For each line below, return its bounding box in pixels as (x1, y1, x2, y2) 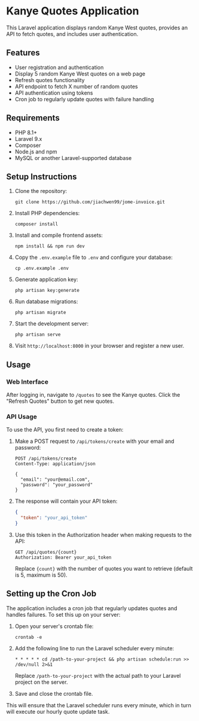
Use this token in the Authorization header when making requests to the (14, 531, 192, 538)
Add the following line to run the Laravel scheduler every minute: (14, 644, 174, 651)
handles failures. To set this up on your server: (6, 611, 121, 618)
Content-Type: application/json (14, 461, 96, 467)
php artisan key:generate (14, 288, 79, 294)
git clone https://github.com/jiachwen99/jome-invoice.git (14, 199, 166, 205)
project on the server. (14, 678, 68, 686)
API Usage (6, 412, 37, 421)
